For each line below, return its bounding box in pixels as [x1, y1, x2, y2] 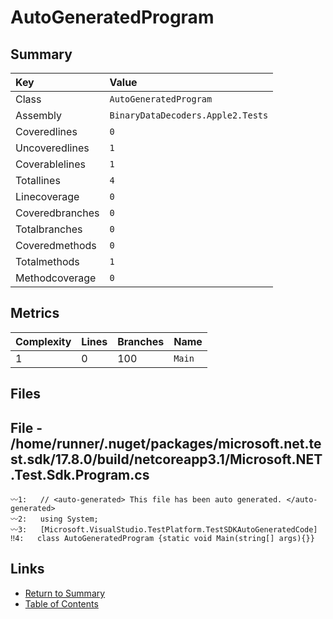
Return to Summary [24, 587, 106, 599]
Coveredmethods [15, 239, 97, 252]
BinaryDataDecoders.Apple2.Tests [109, 110, 269, 121]
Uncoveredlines [15, 141, 90, 155]
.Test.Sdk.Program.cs [10, 466, 150, 483]
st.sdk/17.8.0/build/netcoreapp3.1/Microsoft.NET [10, 451, 323, 468]
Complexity [15, 334, 72, 348]
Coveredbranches [15, 206, 100, 220]
